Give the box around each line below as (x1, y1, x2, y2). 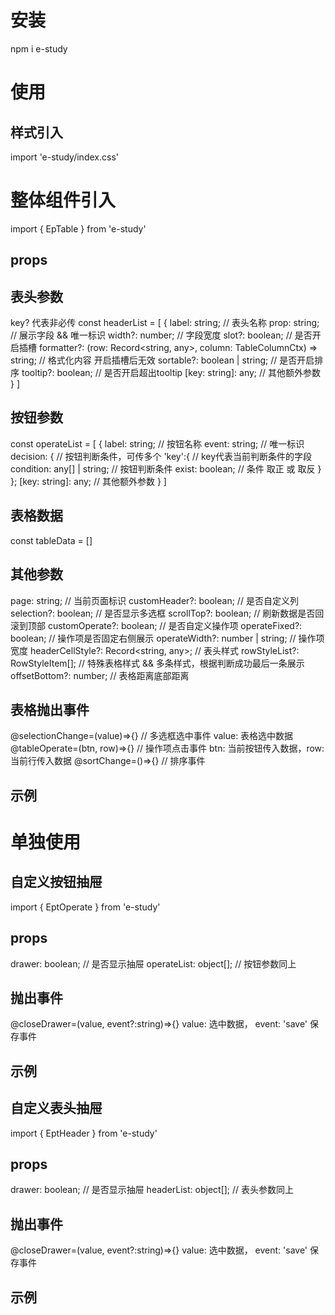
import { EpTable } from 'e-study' (10, 222, 147, 235)
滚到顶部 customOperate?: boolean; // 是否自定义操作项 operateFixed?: (10, 619, 303, 631)
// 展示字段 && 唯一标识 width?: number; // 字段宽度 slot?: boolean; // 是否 (10, 329, 313, 341)
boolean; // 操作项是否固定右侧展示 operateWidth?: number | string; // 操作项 (10, 632, 325, 644)
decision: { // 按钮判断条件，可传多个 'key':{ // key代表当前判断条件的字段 (10, 450, 313, 462)
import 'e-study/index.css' (10, 151, 119, 163)
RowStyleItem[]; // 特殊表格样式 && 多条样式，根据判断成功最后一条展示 (10, 657, 305, 669)
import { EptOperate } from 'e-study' (10, 901, 161, 913)
